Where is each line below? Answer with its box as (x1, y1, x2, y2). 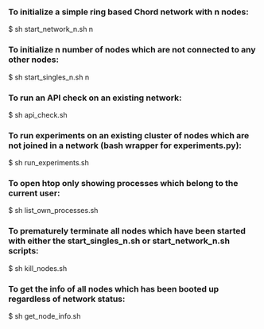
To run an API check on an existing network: (8, 92, 182, 103)
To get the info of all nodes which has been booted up (8, 283, 219, 294)
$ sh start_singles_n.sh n (8, 72, 90, 82)
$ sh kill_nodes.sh (8, 263, 68, 273)
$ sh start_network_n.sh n (8, 25, 94, 34)
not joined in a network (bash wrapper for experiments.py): (8, 140, 243, 151)
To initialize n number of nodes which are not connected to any (8, 45, 256, 56)
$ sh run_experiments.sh (8, 158, 89, 168)
